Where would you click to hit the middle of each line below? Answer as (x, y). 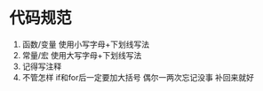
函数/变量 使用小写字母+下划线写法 (86, 44)
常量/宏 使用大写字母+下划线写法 (82, 55)
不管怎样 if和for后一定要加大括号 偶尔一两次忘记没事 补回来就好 (138, 77)
